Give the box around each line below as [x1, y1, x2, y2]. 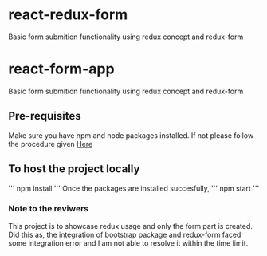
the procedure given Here [8, 139, 93, 148]
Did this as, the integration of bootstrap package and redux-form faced [8, 230, 241, 239]
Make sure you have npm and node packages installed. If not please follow [8, 130, 254, 140]
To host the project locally [8, 162, 140, 176]
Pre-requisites [8, 109, 81, 123]
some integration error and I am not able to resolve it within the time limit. [8, 238, 249, 248]
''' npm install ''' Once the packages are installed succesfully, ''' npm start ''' [8, 183, 260, 193]
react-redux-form [8, 6, 128, 24]
